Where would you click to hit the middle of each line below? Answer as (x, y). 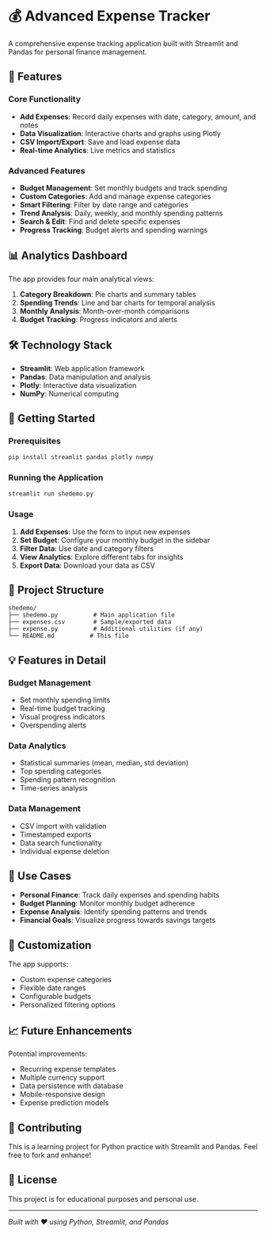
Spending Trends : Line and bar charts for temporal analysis (117, 302)
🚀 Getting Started (52, 418)
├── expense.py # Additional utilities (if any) (106, 629)
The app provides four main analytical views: (81, 279)
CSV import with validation (63, 826)
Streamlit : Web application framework (82, 368)
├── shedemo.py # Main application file (92, 615)
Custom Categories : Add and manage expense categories (115, 196)
